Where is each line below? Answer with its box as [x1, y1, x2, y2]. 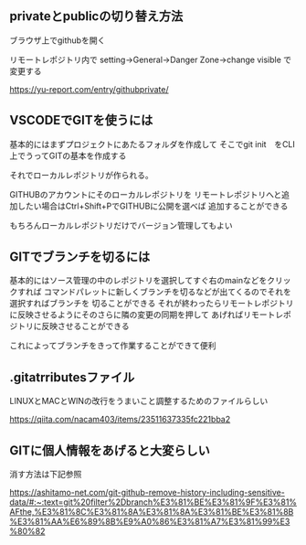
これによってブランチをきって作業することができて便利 [9, 340, 216, 351]
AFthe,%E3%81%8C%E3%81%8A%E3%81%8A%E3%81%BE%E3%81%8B [9, 507, 294, 518]
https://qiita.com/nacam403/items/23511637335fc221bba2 [9, 414, 231, 425]
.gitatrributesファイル [9, 369, 135, 385]
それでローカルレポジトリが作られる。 [9, 169, 153, 180]
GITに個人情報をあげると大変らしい [9, 443, 210, 458]
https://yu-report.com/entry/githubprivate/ [9, 83, 169, 94]
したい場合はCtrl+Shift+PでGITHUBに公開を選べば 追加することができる [16, 200, 289, 211]
